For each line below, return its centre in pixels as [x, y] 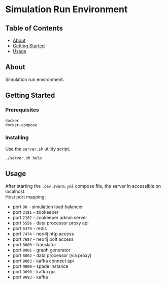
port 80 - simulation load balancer [48, 207]
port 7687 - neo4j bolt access [43, 239]
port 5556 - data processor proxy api [51, 223]
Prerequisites [22, 110]
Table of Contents [34, 28]
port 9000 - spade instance [40, 266]
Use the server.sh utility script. [38, 149]
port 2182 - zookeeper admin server [50, 217]
